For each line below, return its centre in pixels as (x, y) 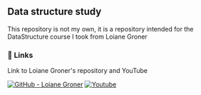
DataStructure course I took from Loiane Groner (77, 36)
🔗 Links (20, 55)
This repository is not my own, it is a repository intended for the (100, 29)
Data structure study (55, 12)
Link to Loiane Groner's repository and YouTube (78, 71)
